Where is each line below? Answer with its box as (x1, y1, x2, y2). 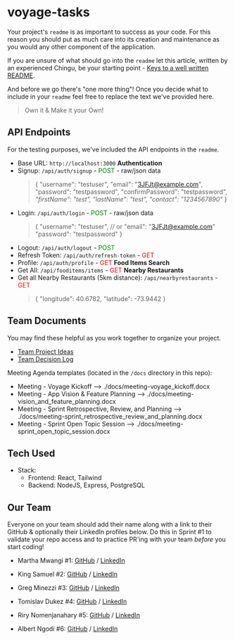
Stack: (17, 466, 37, 474)
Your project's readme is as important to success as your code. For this (7, 27, 211, 36)
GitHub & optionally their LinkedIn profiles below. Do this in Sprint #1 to (7, 528, 212, 536)
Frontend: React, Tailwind (27, 474, 102, 482)
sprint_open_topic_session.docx (17, 427, 110, 436)
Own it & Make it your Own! (24, 106, 104, 114)
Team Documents (7, 315, 87, 327)
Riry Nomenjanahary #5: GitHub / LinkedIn (17, 611, 141, 620)
